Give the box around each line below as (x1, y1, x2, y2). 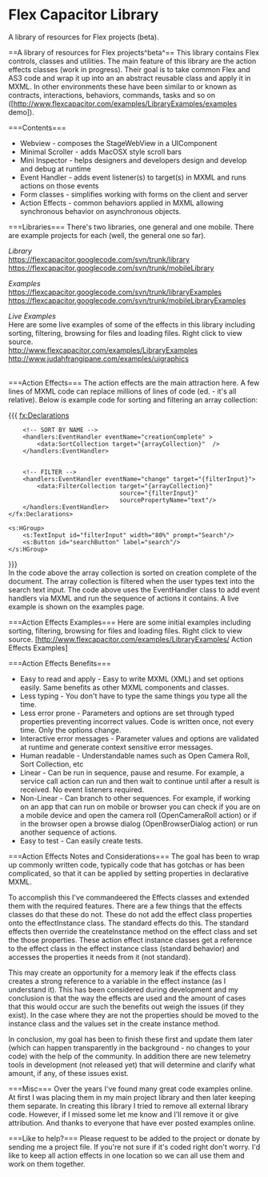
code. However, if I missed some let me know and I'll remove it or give (8, 1109, 239, 1119)
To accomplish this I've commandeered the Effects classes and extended (8, 892, 250, 902)
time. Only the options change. (19, 725, 122, 734)
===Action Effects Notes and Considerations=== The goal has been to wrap (8, 851, 260, 861)
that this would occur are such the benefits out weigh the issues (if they (8, 1001, 245, 1011)
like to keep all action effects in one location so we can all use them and (8, 1151, 245, 1160)
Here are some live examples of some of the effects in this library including (8, 319, 256, 330)
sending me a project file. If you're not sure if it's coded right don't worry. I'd (8, 1142, 261, 1151)
